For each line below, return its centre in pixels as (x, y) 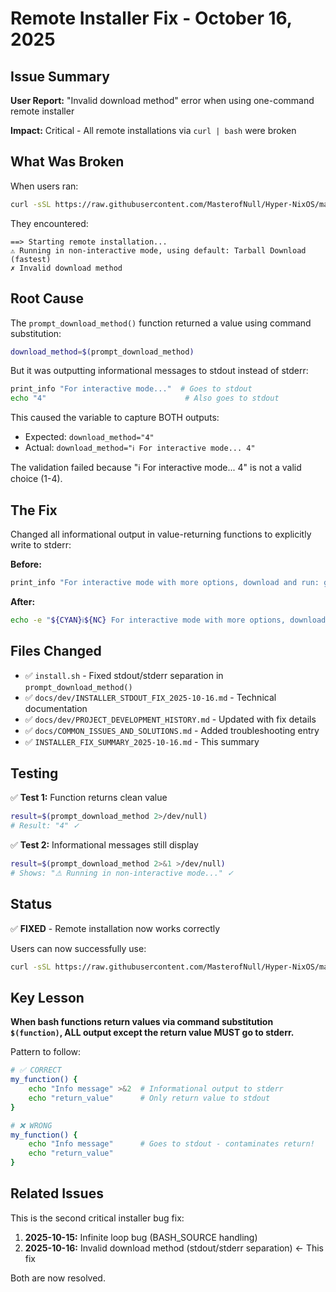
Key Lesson (47, 997)
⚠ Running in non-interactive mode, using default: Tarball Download (158, 250)
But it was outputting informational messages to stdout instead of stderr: (159, 371)
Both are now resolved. (58, 1278)
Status (31, 904)
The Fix (34, 510)
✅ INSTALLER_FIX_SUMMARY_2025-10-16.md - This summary (142, 741)
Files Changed (56, 651)
